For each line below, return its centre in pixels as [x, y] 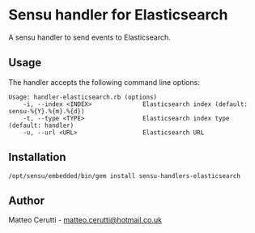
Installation [37, 157]
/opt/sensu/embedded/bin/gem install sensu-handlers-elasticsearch [125, 176]
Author [26, 200]
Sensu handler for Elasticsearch [118, 15]
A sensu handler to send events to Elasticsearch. [90, 37]
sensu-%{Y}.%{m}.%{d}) [47, 111]
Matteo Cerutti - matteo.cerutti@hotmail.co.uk [85, 220]
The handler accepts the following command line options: [104, 82]
